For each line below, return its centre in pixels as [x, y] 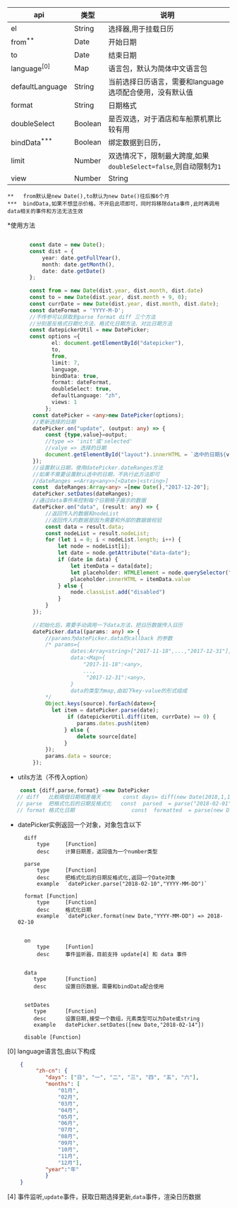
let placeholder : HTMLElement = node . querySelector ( [150, 573]
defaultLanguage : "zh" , [86, 396]
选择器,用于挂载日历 [141, 29]
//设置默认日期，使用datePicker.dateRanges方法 [98, 468]
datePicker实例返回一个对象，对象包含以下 [79, 824]
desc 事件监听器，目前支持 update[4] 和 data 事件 [112, 954]
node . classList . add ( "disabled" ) [118, 592]
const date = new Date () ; [67, 245]
